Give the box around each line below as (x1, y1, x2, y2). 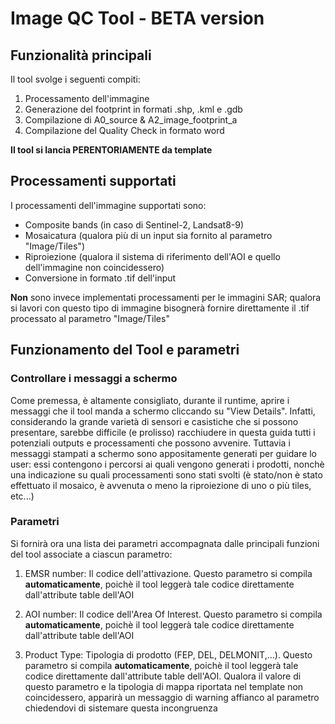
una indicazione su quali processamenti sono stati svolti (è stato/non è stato (10, 468, 323, 481)
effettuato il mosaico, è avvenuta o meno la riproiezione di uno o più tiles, (10, 479, 312, 491)
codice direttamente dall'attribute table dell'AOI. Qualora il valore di (24, 670, 302, 682)
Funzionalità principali (10, 47, 152, 64)
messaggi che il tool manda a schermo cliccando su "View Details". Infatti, (10, 405, 316, 417)
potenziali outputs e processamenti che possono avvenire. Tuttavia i (10, 437, 291, 449)
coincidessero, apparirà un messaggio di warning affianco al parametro (24, 691, 320, 703)
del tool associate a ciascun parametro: (10, 548, 173, 560)
